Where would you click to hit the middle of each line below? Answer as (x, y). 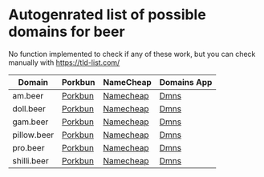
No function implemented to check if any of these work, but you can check (132, 54)
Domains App (186, 82)
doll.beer (29, 108)
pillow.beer (33, 135)
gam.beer (30, 122)
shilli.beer (31, 160)
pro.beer (28, 147)
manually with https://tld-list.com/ (64, 62)
